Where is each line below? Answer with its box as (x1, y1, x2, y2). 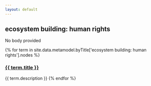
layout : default (5, 7, 38, 12)
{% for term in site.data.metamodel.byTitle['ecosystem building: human (5, 47, 147, 53)
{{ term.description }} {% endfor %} (5, 75, 76, 81)
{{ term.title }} (5, 64, 39, 71)
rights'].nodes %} (5, 52, 40, 58)
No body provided (5, 38, 41, 43)
